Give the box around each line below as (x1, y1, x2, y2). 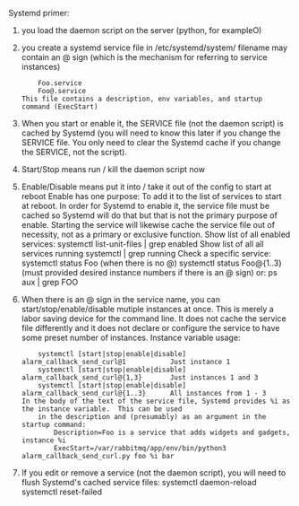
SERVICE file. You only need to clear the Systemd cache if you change (21, 137, 281, 147)
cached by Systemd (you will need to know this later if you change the (21, 127, 281, 138)
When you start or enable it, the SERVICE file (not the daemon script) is (21, 118, 284, 128)
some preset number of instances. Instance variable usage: (21, 332, 241, 343)
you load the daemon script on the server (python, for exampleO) (21, 25, 262, 35)
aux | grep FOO (21, 277, 79, 287)
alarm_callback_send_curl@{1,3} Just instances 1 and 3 (21, 373, 259, 382)
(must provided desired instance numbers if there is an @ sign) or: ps (21, 267, 278, 277)
